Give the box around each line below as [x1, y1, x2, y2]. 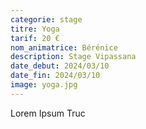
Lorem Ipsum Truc [10, 107, 86, 119]
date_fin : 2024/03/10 [10, 71, 101, 81]
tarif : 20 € [10, 33, 60, 43]
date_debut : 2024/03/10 [10, 61, 110, 71]
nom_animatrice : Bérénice [10, 42, 118, 53]
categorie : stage [10, 14, 83, 25]
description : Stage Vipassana [10, 52, 137, 62]
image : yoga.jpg [10, 80, 78, 90]
